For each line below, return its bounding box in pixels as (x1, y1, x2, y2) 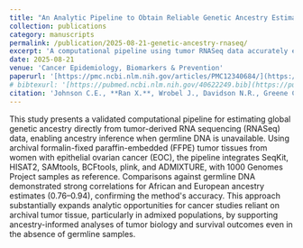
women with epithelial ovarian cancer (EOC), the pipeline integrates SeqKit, (9, 152, 289, 162)
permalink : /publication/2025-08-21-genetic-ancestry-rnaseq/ (9, 38, 248, 48)
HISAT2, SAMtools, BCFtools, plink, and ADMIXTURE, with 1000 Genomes (9, 161, 284, 172)
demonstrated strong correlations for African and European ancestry (9, 180, 264, 191)
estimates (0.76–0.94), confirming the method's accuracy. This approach (9, 190, 281, 201)
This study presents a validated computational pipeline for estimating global (9, 114, 291, 124)
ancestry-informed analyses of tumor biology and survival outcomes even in (9, 218, 293, 230)
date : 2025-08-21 (9, 55, 75, 64)
